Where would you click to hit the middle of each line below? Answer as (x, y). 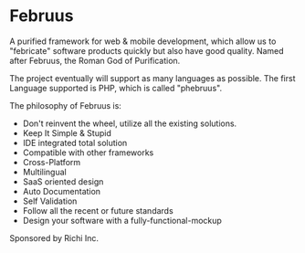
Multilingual (44, 172)
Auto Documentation (62, 191)
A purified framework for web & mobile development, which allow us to (143, 41)
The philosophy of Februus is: (65, 105)
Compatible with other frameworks (88, 153)
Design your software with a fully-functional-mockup (122, 220)
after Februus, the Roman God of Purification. (95, 60)
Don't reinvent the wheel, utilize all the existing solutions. (130, 123)
